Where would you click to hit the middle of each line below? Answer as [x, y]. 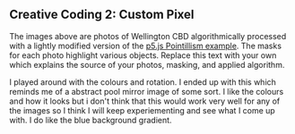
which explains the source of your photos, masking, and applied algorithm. [147, 64]
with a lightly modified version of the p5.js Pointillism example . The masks [146, 46]
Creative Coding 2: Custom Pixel [102, 15]
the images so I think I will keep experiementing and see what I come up [142, 110]
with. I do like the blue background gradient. [91, 120]
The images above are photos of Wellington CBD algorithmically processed [148, 36]
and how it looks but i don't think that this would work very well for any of [145, 101]
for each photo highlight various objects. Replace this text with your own [143, 55]
